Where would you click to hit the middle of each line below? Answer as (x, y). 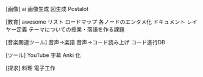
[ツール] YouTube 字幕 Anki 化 (43, 55)
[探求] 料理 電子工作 (31, 68)
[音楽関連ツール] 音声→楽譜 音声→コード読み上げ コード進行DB (86, 42)
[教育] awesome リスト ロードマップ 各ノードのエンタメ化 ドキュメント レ (99, 22)
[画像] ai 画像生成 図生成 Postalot (47, 9)
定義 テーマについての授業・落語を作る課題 (70, 29)
